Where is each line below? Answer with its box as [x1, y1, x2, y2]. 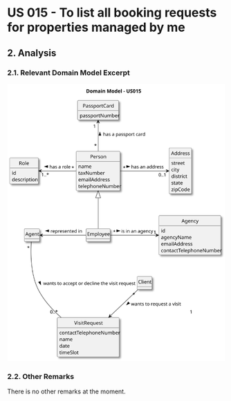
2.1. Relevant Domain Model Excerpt [7, 68, 130, 77]
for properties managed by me [7, 19, 185, 35]
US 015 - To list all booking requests [7, 5, 217, 21]
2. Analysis [7, 47, 57, 59]
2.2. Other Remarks [7, 371, 75, 381]
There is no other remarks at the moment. [7, 387, 126, 395]
